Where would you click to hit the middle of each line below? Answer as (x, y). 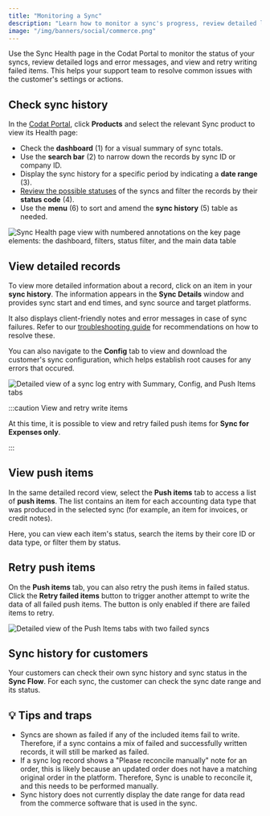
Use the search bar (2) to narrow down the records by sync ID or (128, 157)
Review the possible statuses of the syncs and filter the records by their (139, 191)
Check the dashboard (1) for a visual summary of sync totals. (121, 148)
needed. (34, 217)
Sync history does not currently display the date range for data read (132, 795)
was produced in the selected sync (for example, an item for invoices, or (128, 509)
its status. (25, 690)
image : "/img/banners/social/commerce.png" (82, 31)
